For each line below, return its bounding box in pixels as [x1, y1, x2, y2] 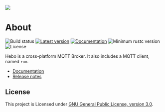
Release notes [12, 73, 42, 79]
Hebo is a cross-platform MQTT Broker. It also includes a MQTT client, [5, 53, 150, 59]
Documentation [12, 68, 44, 74]
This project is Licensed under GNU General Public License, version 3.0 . [5, 101, 154, 107]
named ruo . [5, 58, 29, 64]
